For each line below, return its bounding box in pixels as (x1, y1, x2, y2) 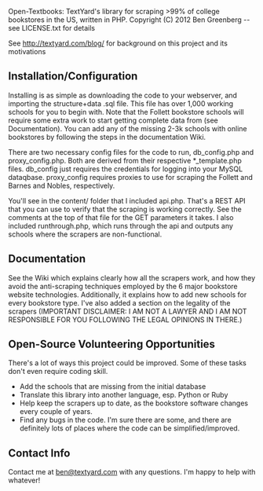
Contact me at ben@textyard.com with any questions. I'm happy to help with (8, 467, 256, 477)
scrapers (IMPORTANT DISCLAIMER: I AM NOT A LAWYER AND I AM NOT (8, 306, 247, 316)
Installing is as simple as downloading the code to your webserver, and (8, 90, 238, 100)
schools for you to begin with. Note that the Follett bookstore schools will (8, 107, 245, 116)
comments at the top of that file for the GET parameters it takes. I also (8, 212, 234, 222)
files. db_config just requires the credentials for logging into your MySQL (8, 164, 243, 174)
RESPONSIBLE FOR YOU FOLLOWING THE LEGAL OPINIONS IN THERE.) (8, 314, 243, 324)
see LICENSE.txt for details (8, 24, 96, 32)
